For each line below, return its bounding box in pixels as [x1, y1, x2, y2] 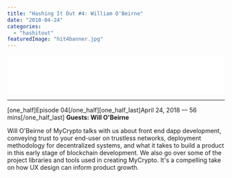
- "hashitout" [13, 29, 54, 37]
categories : [7, 23, 41, 30]
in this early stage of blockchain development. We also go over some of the [7, 149, 222, 157]
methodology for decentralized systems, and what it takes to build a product [7, 141, 224, 150]
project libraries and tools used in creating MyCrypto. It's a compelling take [7, 156, 222, 164]
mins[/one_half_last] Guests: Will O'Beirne [7, 113, 130, 121]
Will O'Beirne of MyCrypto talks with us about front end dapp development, [7, 127, 222, 135]
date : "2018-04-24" [7, 17, 64, 23]
